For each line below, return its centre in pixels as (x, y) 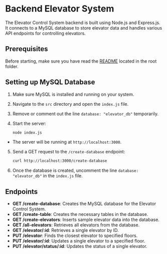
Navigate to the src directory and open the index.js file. (70, 104)
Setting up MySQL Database (50, 82)
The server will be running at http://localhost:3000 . (67, 142)
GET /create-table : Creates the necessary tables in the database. (80, 214)
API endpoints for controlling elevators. (46, 33)
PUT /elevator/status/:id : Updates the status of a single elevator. (80, 246)
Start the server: (29, 123)
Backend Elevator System (60, 9)
